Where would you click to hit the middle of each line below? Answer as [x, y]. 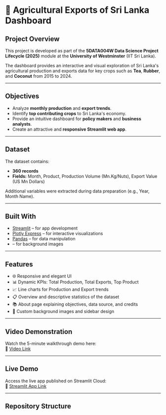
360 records [25, 171]
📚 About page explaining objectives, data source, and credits [75, 304]
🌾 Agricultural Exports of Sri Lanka [77, 10]
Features [19, 264]
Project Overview [32, 39]
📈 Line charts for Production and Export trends [60, 289]
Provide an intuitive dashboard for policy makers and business [77, 119]
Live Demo [22, 369]
